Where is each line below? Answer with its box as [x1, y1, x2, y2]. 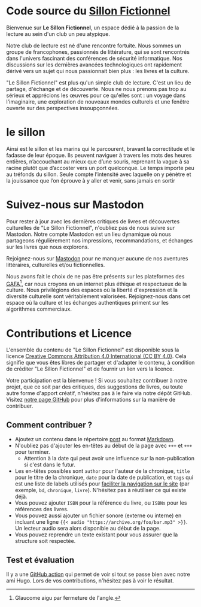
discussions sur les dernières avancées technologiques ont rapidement [6, 61, 182, 68]
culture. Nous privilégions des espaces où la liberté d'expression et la [6, 286, 178, 294]
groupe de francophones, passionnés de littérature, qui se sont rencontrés [6, 48, 190, 55]
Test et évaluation [6, 555, 75, 565]
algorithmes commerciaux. [6, 305, 72, 312]
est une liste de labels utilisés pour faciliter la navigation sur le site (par [14, 480, 190, 487]
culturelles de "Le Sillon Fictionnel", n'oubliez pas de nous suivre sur [6, 224, 175, 231]
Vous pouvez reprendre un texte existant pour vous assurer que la [14, 531, 178, 538]
